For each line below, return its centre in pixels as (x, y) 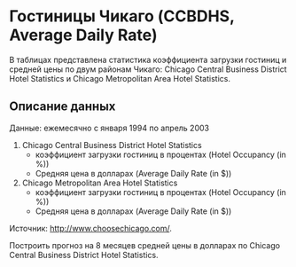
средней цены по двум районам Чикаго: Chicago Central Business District (148, 69)
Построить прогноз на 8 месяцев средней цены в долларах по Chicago (145, 245)
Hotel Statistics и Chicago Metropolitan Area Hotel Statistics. (120, 78)
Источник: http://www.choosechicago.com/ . (91, 228)
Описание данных (62, 107)
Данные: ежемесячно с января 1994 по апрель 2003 (109, 128)
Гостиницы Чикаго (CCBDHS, (122, 16)
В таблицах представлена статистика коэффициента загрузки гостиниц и (148, 59)
